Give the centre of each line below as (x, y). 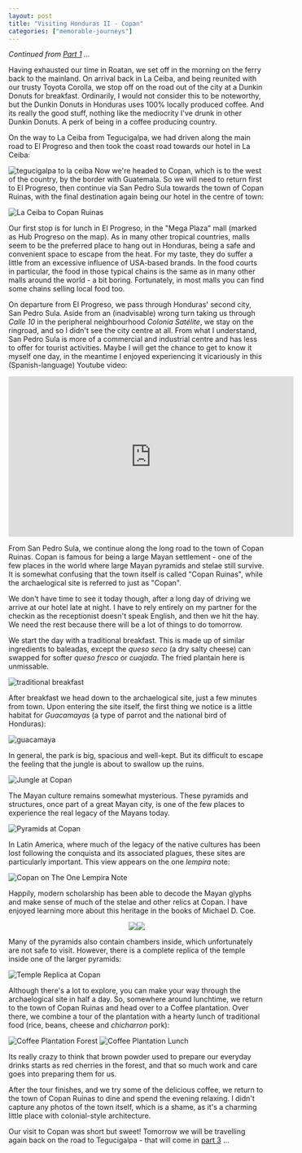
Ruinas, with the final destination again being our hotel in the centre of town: (136, 197)
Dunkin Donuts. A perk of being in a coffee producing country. (113, 122)
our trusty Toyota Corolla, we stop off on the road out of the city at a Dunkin (136, 87)
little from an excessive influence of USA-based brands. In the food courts (133, 263)
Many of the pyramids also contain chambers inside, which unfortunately (131, 942)
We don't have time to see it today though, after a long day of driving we (129, 598)
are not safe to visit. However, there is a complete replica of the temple (127, 950)
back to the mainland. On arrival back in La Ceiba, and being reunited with (133, 79)
